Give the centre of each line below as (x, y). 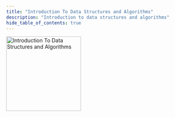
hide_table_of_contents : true (44, 23)
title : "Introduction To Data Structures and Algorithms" (80, 12)
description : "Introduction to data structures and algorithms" (88, 17)
